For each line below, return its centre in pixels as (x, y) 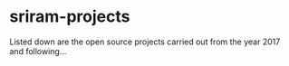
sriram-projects (70, 17)
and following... (38, 51)
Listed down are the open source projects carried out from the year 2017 (145, 42)
